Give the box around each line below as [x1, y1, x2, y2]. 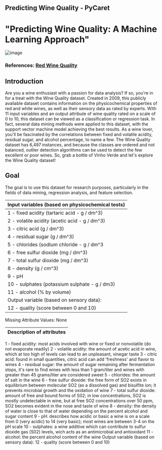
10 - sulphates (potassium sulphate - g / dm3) [7, 280, 115, 287]
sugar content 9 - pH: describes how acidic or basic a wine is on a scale [5, 413, 150, 419]
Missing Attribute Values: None [5, 317, 67, 323]
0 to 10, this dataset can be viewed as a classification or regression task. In [5, 116, 155, 122]
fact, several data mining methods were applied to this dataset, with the [5, 121, 148, 127]
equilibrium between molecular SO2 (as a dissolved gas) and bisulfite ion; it [5, 382, 157, 388]
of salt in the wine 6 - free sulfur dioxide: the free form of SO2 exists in [5, 377, 147, 383]
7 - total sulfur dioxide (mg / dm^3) [7, 257, 89, 264]
